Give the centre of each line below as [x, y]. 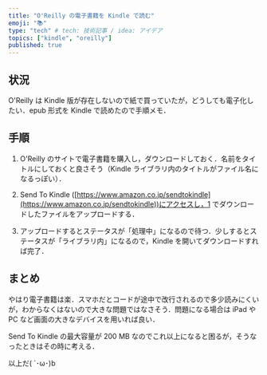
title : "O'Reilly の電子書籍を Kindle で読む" [82, 16]
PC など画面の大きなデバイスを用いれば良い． [84, 319]
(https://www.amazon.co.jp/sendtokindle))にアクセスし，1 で [120, 203]
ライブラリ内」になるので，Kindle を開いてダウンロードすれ [160, 241]
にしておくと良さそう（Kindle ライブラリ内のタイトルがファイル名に [146, 168]
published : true [35, 45]
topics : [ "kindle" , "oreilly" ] [60, 38]
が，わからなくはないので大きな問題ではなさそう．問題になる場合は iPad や [132, 309]
